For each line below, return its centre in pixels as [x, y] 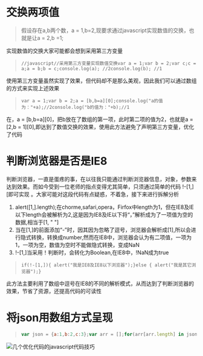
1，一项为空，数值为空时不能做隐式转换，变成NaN [77, 245]
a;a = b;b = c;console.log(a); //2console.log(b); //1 [92, 68]
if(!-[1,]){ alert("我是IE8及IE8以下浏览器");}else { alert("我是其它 [106, 265]
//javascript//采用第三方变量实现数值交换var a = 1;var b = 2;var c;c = [108, 63]
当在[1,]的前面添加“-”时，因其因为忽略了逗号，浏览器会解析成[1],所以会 [103, 229]
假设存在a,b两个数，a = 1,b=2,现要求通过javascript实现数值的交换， [105, 30]
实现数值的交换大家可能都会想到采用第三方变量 [64, 51]
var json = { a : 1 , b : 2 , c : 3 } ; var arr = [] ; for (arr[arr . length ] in [102, 334]
